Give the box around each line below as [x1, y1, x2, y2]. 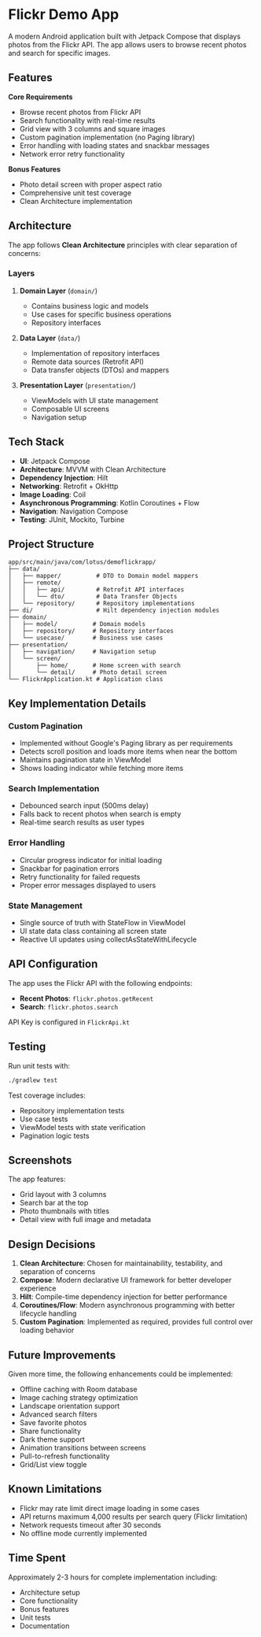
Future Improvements [8, 1348, 116, 1361]
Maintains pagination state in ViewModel [19, 755, 152, 765]
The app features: [8, 1175, 66, 1184]
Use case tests [19, 1114, 68, 1124]
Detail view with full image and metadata [19, 1215, 152, 1224]
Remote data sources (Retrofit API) [31, 357, 144, 366]
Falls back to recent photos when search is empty [19, 809, 182, 819]
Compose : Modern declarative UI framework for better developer [19, 1276, 232, 1285]
